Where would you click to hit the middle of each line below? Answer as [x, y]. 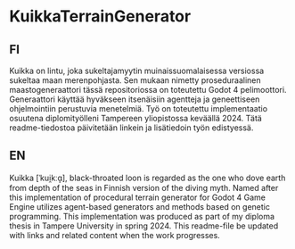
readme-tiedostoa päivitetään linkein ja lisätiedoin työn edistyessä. [131, 128]
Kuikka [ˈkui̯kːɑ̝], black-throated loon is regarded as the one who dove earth [147, 178]
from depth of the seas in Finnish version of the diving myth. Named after [144, 187]
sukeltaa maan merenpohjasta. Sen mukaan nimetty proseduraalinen [135, 80]
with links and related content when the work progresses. [115, 235]
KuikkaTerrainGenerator [100, 17]
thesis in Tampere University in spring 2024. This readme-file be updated [144, 226]
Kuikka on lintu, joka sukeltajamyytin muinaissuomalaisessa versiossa [137, 71]
